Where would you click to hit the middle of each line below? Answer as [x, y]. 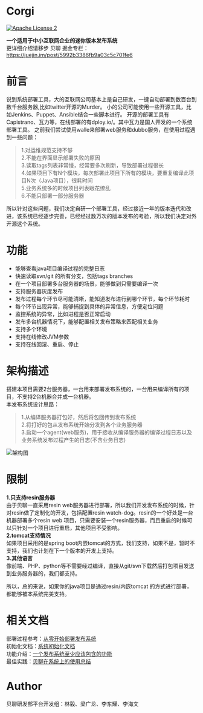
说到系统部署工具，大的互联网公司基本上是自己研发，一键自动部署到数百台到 [101, 99]
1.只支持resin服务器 [31, 497]
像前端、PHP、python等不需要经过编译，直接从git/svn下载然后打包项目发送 [100, 566]
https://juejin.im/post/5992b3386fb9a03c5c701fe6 [69, 55]
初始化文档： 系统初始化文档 [41, 646]
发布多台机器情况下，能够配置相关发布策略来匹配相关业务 [86, 321]
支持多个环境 [31, 329]
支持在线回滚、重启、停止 [47, 344]
